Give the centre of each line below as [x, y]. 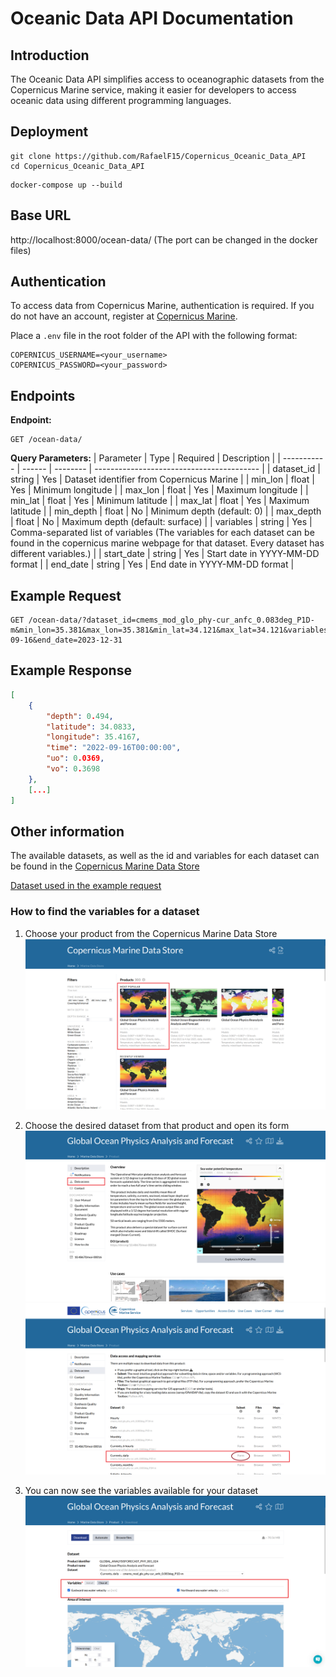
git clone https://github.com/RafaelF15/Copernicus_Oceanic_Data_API [158, 156]
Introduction [50, 55]
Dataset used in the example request [86, 886]
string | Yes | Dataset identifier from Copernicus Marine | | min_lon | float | [162, 479]
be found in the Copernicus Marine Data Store [105, 866]
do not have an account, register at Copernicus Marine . [124, 316]
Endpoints [43, 395]
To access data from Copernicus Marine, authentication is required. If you [162, 306]
